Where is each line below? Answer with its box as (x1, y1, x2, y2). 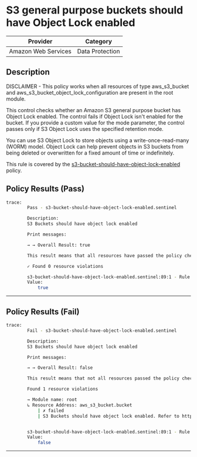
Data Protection (77, 47, 120, 55)
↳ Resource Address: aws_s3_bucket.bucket (27, 402, 133, 408)
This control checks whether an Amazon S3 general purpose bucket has (6, 106, 181, 113)
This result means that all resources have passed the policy (27, 253, 182, 258)
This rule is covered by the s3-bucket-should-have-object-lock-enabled (6, 160, 181, 167)
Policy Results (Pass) (6, 184, 85, 194)
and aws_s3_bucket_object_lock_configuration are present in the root (6, 89, 174, 96)
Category (84, 37, 113, 45)
